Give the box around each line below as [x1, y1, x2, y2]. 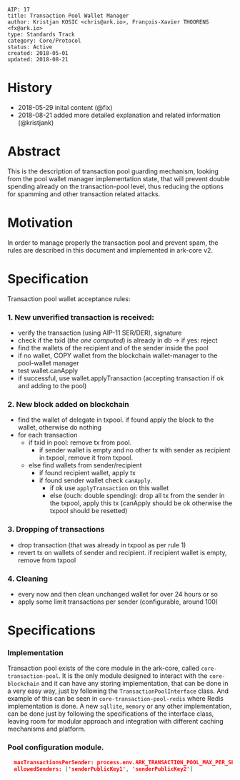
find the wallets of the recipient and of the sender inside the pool [17, 344, 209, 353]
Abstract [7, 143, 61, 160]
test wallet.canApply [17, 367, 79, 375]
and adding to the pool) [17, 382, 87, 390]
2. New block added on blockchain [7, 399, 130, 409]
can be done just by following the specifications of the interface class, [7, 709, 214, 718]
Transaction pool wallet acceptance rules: [7, 294, 131, 303]
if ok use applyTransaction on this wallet [49, 484, 169, 492]
